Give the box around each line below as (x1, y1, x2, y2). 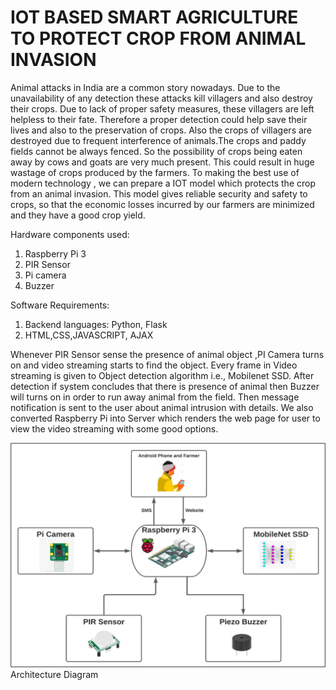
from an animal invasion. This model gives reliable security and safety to (10, 187, 308, 200)
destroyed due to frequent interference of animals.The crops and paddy (10, 134, 307, 146)
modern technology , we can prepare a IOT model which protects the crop (10, 177, 316, 189)
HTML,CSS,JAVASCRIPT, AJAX (24, 329, 154, 341)
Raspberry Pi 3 (24, 247, 87, 260)
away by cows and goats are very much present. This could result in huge (10, 156, 315, 168)
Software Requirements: (10, 299, 110, 311)
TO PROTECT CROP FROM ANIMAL (10, 27, 307, 50)
